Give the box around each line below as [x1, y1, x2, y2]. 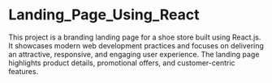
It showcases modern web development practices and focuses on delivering [8, 40, 264, 50]
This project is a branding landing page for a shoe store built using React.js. [8, 32, 261, 42]
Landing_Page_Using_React [8, 6, 200, 24]
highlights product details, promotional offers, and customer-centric [8, 58, 235, 68]
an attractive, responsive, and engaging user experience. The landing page [8, 49, 260, 59]
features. [8, 66, 39, 76]
